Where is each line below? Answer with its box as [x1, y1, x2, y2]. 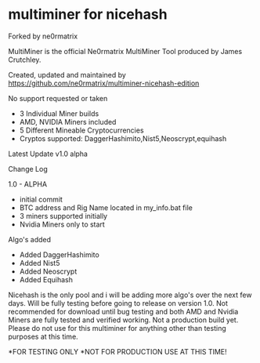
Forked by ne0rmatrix [8, 31, 78, 41]
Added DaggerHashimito [19, 249, 99, 260]
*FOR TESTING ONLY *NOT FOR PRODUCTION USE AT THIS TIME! [8, 347, 227, 356]
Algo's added [8, 234, 52, 244]
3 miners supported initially [19, 211, 108, 220]
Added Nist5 [19, 258, 60, 267]
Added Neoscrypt [19, 267, 78, 276]
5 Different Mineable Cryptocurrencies [19, 125, 144, 135]
